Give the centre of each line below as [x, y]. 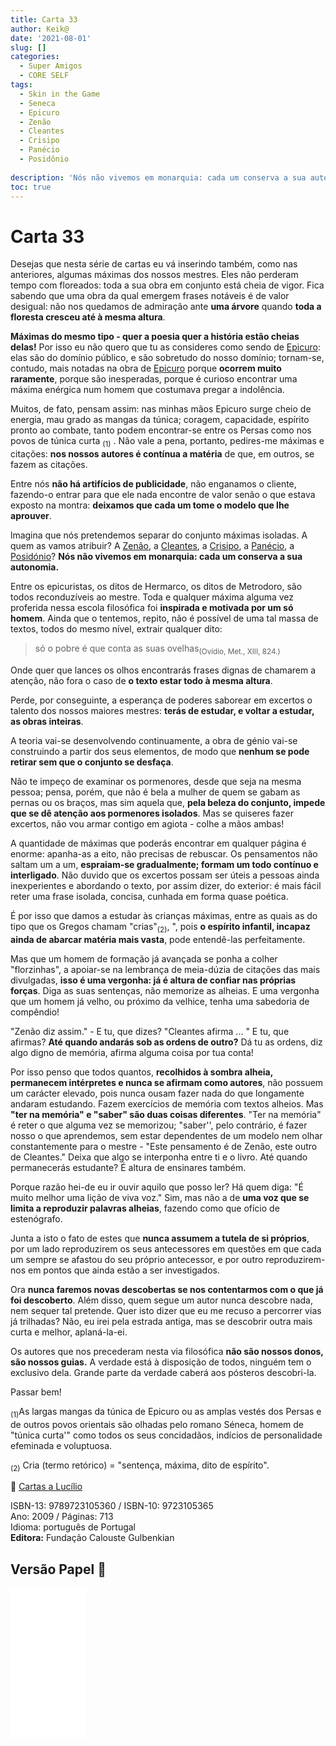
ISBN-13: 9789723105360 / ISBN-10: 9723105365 [112, 1506]
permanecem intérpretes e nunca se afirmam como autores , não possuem [167, 1082]
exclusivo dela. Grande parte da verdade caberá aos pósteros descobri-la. [163, 1372]
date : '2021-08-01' [51, 38]
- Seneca [37, 103]
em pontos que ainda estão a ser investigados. [123, 1270]
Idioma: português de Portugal [73, 1527]
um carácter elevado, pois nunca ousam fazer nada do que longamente [157, 1093]
